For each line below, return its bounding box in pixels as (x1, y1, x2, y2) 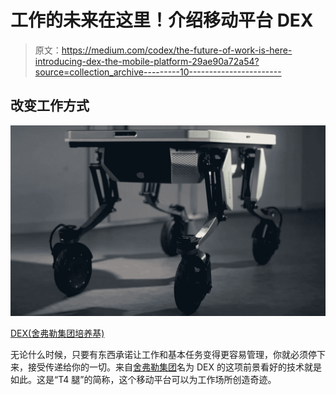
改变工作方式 (10, 97, 90, 115)
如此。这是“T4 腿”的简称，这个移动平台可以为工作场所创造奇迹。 (10, 373, 277, 385)
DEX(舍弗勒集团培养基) (10, 327, 105, 339)
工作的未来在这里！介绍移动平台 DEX (10, 9, 314, 32)
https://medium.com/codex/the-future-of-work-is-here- (61, 44, 293, 56)
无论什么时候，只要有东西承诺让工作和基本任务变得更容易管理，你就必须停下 (10, 348, 326, 360)
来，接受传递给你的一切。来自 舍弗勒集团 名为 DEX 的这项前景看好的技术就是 (10, 361, 322, 373)
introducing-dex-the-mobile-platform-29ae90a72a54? (34, 55, 260, 67)
